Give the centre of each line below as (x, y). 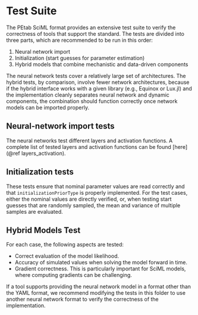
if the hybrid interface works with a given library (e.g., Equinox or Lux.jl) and (99, 88)
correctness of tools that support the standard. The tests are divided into (95, 33)
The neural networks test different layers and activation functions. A (89, 141)
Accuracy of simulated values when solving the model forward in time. (101, 263)
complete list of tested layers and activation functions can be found (89, 146)
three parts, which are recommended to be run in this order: (80, 40)
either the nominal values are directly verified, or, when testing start (89, 199)
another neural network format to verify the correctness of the (82, 300)
